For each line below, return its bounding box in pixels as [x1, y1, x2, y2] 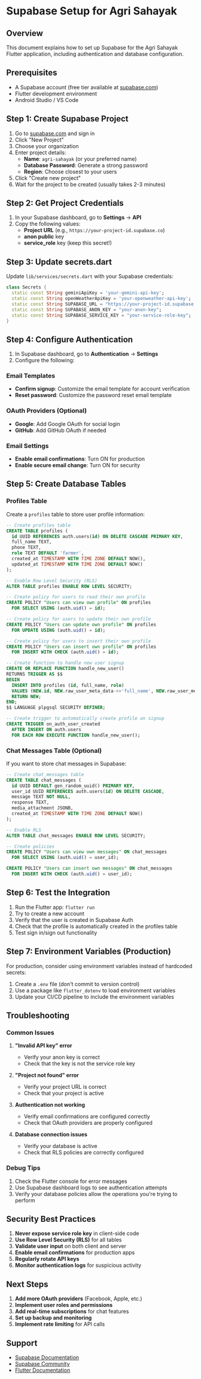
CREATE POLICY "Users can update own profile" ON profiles [6, 621, 157, 627]
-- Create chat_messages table [6, 771, 84, 777]
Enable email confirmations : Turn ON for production [14, 455, 145, 462]
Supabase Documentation [14, 1354, 80, 1361]
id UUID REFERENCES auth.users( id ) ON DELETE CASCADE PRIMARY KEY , [11, 533, 184, 539]
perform [14, 1197, 35, 1204]
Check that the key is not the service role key [23, 1060, 136, 1067]
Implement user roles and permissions [14, 1302, 113, 1309]
